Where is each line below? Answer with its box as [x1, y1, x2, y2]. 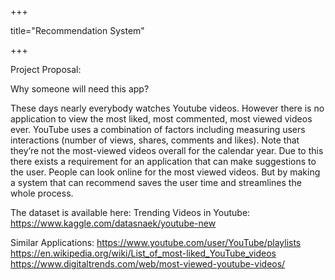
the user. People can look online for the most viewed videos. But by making [10, 166, 321, 178]
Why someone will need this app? [10, 83, 150, 95]
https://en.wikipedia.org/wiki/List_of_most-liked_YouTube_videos [10, 247, 277, 259]
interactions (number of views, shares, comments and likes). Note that [10, 134, 300, 146]
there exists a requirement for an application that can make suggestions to [10, 156, 317, 167]
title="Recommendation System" [10, 25, 145, 36]
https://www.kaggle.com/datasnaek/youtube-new [10, 217, 217, 229]
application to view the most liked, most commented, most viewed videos [10, 113, 313, 125]
